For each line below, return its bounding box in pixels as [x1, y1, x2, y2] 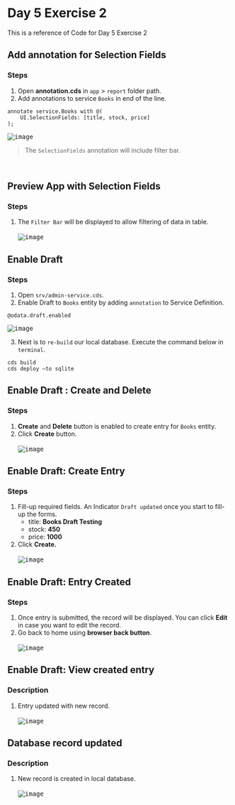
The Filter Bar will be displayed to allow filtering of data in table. [17, 218, 209, 226]
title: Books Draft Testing [28, 517, 103, 526]
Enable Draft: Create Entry [7, 465, 125, 477]
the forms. [27, 510, 57, 519]
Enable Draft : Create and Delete [7, 385, 152, 397]
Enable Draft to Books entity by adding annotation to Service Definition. [17, 298, 224, 307]
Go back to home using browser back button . [17, 628, 152, 637]
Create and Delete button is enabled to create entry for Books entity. [17, 422, 217, 430]
